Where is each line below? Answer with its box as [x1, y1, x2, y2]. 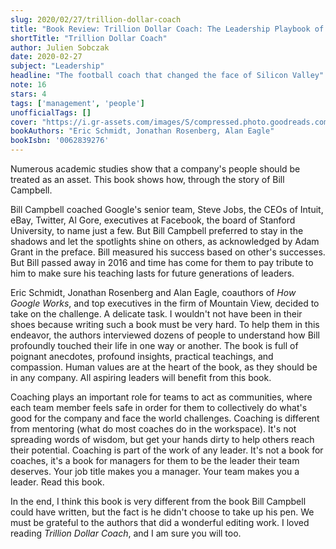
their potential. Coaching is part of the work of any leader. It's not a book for [10, 444, 324, 456]
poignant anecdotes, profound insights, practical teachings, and [10, 351, 274, 362]
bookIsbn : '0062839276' [10, 136, 110, 146]
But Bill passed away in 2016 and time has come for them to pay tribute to [10, 257, 314, 268]
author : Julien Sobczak [10, 42, 110, 53]
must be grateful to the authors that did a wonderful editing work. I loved [10, 517, 310, 528]
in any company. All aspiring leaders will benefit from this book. [10, 372, 272, 383]
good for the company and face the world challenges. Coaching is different [10, 412, 320, 424]
